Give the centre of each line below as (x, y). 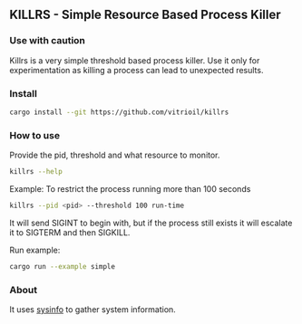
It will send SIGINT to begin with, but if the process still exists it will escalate (151, 223)
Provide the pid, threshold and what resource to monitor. (115, 155)
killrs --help (36, 172)
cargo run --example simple (63, 266)
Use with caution (48, 41)
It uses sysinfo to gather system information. (93, 310)
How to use (35, 135)
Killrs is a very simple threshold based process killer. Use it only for (135, 60)
